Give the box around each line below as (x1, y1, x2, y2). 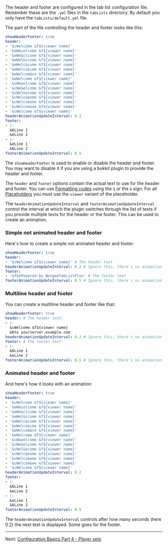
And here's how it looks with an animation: (5, 381, 92, 387)
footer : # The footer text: (5, 339, 64, 344)
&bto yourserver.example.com (9, 329, 70, 335)
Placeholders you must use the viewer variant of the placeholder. (5, 191, 139, 197)
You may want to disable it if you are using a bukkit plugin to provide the (5, 165, 154, 171)
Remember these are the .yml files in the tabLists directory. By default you (5, 10, 160, 16)
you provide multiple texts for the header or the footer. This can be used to (5, 211, 159, 217)
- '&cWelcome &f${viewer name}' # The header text (5, 259, 113, 265)
